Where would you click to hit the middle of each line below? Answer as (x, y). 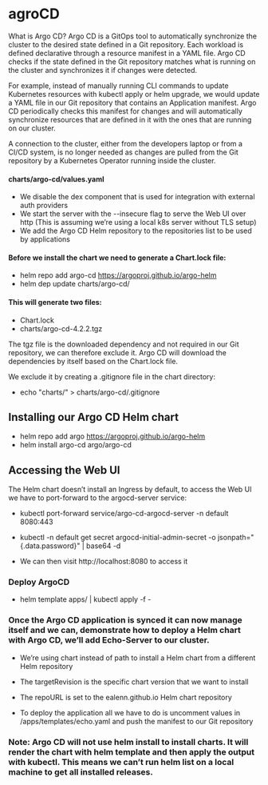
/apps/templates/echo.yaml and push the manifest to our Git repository (136, 721)
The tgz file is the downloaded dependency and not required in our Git (124, 344)
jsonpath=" (236, 538)
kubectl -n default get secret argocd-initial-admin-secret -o (118, 538)
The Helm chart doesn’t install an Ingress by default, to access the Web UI (130, 490)
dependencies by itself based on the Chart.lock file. (93, 361)
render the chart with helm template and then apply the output (132, 751)
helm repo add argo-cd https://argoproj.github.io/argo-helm (118, 275)
